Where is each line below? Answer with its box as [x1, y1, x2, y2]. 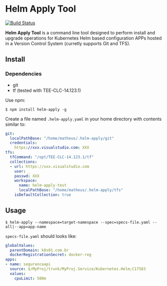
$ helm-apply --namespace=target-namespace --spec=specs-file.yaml [5, 220, 151, 225]
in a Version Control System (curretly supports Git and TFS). [5, 40, 131, 46]
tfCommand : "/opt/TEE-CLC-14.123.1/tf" [10, 155, 94, 160]
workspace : [14, 178, 37, 183]
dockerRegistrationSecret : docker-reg [10, 252, 92, 258]
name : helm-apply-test [18, 183, 67, 188]
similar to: [5, 121, 26, 127]
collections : [10, 159, 37, 164]
